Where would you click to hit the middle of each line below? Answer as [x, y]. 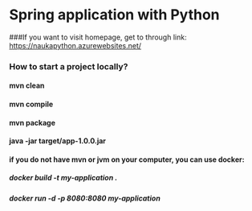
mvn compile [31, 104]
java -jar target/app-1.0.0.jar [58, 141]
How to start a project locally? [69, 66]
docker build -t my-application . [63, 178]
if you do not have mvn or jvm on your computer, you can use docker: [127, 159]
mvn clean [27, 85]
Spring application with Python [114, 15]
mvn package [32, 122]
